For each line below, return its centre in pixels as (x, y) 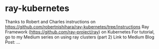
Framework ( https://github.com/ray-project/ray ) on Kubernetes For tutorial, (80, 32)
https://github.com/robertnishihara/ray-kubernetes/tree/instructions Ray (77, 26)
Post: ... (13, 42)
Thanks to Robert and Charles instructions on (50, 22)
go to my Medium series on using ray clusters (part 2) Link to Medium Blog (80, 37)
